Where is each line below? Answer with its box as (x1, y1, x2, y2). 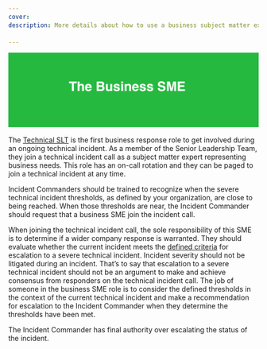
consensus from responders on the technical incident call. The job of (8, 276, 234, 285)
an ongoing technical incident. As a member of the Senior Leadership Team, (8, 144, 257, 153)
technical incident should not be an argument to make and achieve (8, 267, 226, 277)
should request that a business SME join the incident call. (8, 210, 195, 219)
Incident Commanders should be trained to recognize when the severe (8, 184, 240, 194)
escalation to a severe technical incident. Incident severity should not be (8, 250, 246, 260)
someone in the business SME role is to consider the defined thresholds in (8, 285, 252, 293)
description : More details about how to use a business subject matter (8, 21, 250, 29)
